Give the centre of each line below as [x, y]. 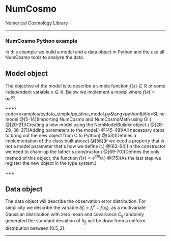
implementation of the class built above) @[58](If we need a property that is [85, 141]
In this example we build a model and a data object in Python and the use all [85, 52]
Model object [27, 73]
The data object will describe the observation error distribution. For [76, 201]
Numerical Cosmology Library [37, 23]
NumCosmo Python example [41, 41]
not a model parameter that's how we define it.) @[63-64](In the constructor [85, 146]
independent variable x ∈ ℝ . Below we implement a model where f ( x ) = [80, 92]
